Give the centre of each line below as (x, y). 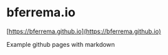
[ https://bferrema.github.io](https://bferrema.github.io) (84, 31)
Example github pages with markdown (61, 44)
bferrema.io (41, 13)
